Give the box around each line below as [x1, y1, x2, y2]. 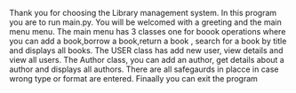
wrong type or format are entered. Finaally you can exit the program [9, 74, 258, 83]
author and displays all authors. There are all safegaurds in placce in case [9, 64, 279, 74]
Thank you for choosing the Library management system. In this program [9, 8, 277, 18]
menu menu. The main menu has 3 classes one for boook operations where [9, 27, 286, 36]
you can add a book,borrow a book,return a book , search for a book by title [9, 35, 287, 46]
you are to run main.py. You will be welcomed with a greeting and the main [9, 17, 282, 27]
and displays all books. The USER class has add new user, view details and [9, 45, 284, 56]
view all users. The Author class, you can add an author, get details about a [9, 55, 284, 65]
